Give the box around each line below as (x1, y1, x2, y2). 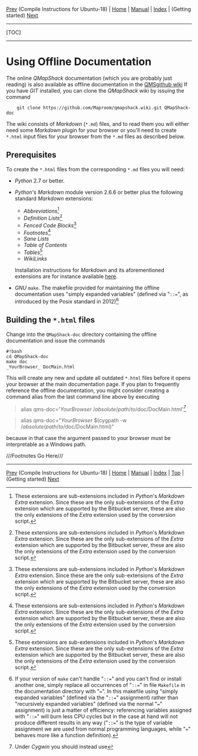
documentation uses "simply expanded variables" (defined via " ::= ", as (14, 291, 189, 298)
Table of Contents (23, 242, 68, 249)
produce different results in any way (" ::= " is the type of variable (14, 719, 173, 726)
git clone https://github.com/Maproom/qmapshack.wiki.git (16, 105, 162, 110)
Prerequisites (6, 150, 57, 160)
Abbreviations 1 (23, 206, 60, 214)
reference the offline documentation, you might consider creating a (6, 387, 169, 394)
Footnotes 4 (23, 228, 51, 236)
